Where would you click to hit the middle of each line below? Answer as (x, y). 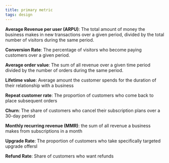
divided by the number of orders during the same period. (64, 70)
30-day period (20, 116)
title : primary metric (29, 10)
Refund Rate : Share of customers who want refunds (60, 156)
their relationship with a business (40, 85)
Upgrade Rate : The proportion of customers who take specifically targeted (83, 141)
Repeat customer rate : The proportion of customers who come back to (79, 95)
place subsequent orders (31, 100)
